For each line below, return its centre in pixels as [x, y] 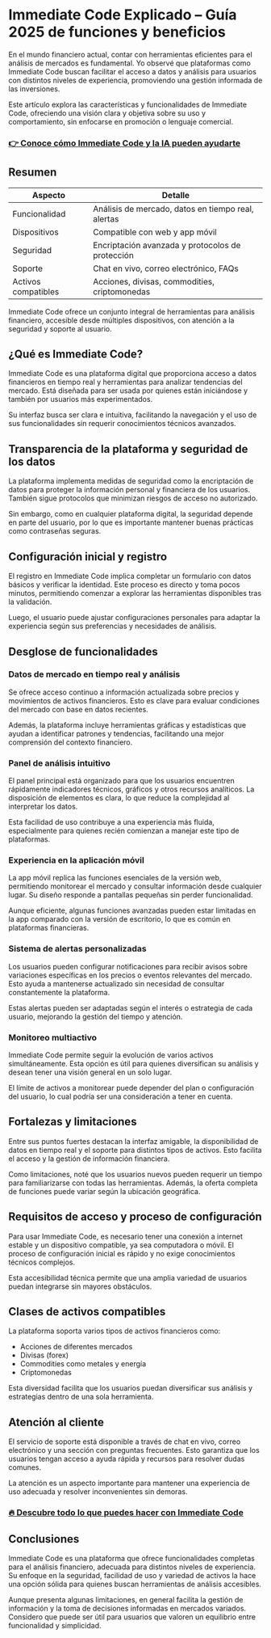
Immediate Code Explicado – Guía [123, 15]
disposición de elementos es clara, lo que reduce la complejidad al [119, 798]
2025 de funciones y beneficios [117, 32]
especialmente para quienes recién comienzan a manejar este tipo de [124, 831]
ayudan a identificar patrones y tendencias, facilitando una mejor [116, 733]
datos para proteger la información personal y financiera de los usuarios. [129, 490]
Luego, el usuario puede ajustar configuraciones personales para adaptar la [134, 618]
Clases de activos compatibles [87, 1312]
